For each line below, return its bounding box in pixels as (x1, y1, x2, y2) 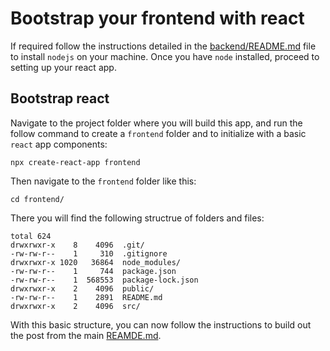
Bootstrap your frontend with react (10, 7, 305, 30)
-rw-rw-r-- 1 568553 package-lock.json (10, 275, 199, 285)
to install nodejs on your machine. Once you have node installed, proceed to (10, 50, 320, 62)
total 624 (10, 231, 52, 241)
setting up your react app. (10, 61, 117, 73)
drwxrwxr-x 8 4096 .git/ (10, 240, 145, 250)
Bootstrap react (10, 90, 110, 107)
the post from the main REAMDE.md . (10, 329, 162, 341)
